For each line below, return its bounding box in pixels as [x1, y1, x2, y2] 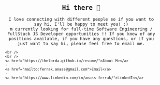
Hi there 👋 [62, 4, 101, 12]
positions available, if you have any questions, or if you [8, 36, 154, 41]
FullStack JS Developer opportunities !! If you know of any [7, 31, 156, 36]
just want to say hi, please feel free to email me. [17, 41, 145, 46]
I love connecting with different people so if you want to [8, 17, 154, 22]
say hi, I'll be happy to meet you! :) [34, 21, 129, 27]
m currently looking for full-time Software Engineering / [9, 26, 153, 32]
